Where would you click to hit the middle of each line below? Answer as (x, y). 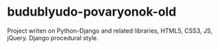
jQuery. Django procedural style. (53, 37)
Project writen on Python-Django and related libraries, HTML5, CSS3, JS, (110, 31)
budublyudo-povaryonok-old (92, 12)
